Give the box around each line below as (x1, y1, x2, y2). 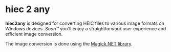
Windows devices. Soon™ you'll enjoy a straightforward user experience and (5, 25, 166, 31)
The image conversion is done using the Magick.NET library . (5, 40, 133, 46)
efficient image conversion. (5, 31, 63, 37)
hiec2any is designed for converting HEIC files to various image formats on (5, 20, 165, 26)
